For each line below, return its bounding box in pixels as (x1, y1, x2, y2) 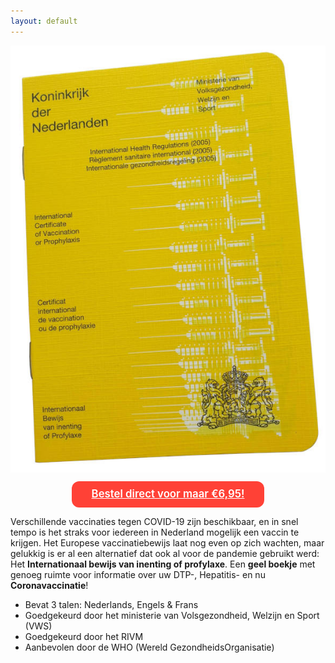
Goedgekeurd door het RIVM (24, 630, 144, 642)
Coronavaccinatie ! (10, 579, 89, 591)
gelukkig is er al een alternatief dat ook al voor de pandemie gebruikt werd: (10, 547, 320, 559)
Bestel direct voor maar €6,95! (91, 487, 245, 500)
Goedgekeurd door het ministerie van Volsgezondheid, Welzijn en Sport (24, 609, 320, 621)
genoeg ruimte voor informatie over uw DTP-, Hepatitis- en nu (10, 568, 266, 580)
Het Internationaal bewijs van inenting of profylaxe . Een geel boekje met (10, 558, 316, 570)
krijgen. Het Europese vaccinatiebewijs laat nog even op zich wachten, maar (10, 536, 325, 549)
